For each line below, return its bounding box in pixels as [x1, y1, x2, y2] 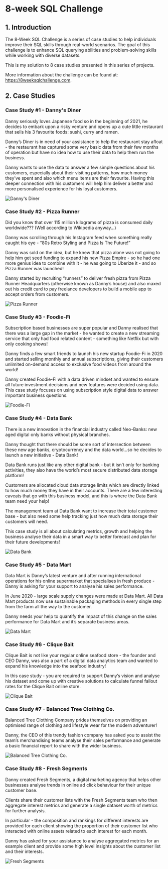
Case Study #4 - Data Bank [5, 415, 73, 422]
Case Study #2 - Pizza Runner [5, 208, 80, 215]
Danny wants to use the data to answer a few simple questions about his [5, 164, 155, 170]
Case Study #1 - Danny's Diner [5, 106, 81, 114]
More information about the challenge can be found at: [5, 72, 118, 78]
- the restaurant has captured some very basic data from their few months [5, 144, 159, 150]
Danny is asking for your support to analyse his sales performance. [5, 583, 144, 589]
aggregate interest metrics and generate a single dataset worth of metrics [5, 802, 158, 808]
